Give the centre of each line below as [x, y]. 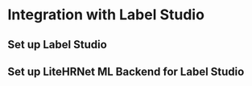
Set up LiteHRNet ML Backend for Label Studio [126, 71]
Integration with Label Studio [106, 15]
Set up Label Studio [58, 45]
